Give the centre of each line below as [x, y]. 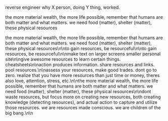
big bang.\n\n [19, 113]
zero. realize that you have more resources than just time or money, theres [82, 75]
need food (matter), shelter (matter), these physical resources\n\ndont [78, 91]
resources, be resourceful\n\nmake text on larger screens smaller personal [83, 54]
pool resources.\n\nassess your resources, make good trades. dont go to [81, 70]
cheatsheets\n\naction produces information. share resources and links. [80, 65]
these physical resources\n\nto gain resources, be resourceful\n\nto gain [81, 48]
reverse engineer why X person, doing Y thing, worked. [63, 7]
